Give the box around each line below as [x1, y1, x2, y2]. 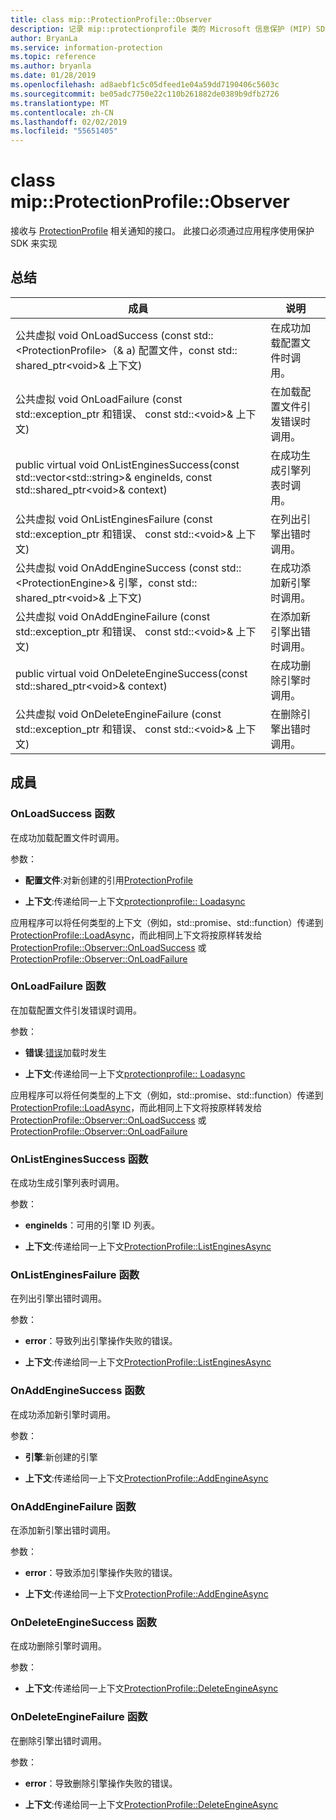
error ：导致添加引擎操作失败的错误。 [24, 1567, 178, 1579]
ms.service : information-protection [10, 42, 163, 53]
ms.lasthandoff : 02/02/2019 [10, 117, 128, 127]
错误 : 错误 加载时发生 [24, 1046, 107, 1058]
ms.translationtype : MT [10, 98, 110, 108]
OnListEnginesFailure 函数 [10, 1268, 140, 1282]
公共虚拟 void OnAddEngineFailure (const [15, 609, 211, 623]
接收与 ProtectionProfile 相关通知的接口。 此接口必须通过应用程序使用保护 [10, 225, 315, 237]
